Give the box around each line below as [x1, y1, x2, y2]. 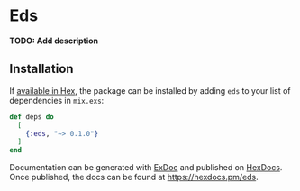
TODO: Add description [9, 35, 99, 46]
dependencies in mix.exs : [9, 95, 105, 105]
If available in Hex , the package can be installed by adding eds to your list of [9, 85, 291, 95]
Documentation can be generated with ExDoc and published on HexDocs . [9, 162, 283, 173]
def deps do [9, 112, 54, 122]
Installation [9, 61, 74, 77]
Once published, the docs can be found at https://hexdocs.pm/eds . [9, 172, 259, 183]
